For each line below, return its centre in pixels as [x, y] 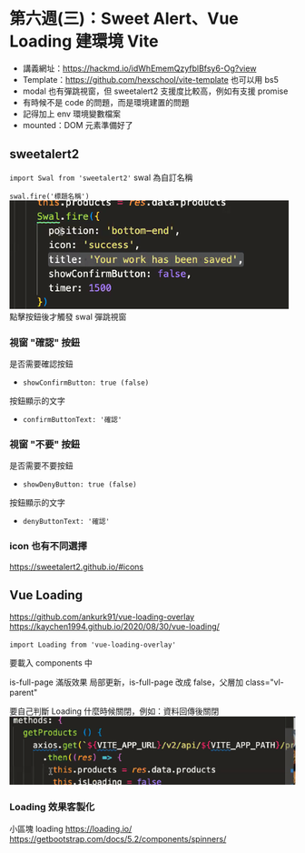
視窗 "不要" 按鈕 [44, 444]
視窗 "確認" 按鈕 [44, 342]
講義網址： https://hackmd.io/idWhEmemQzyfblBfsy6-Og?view [139, 68]
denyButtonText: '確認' [66, 522]
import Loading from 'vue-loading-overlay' [93, 645]
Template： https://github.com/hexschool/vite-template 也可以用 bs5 [150, 79]
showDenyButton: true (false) [80, 485]
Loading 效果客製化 [52, 808]
